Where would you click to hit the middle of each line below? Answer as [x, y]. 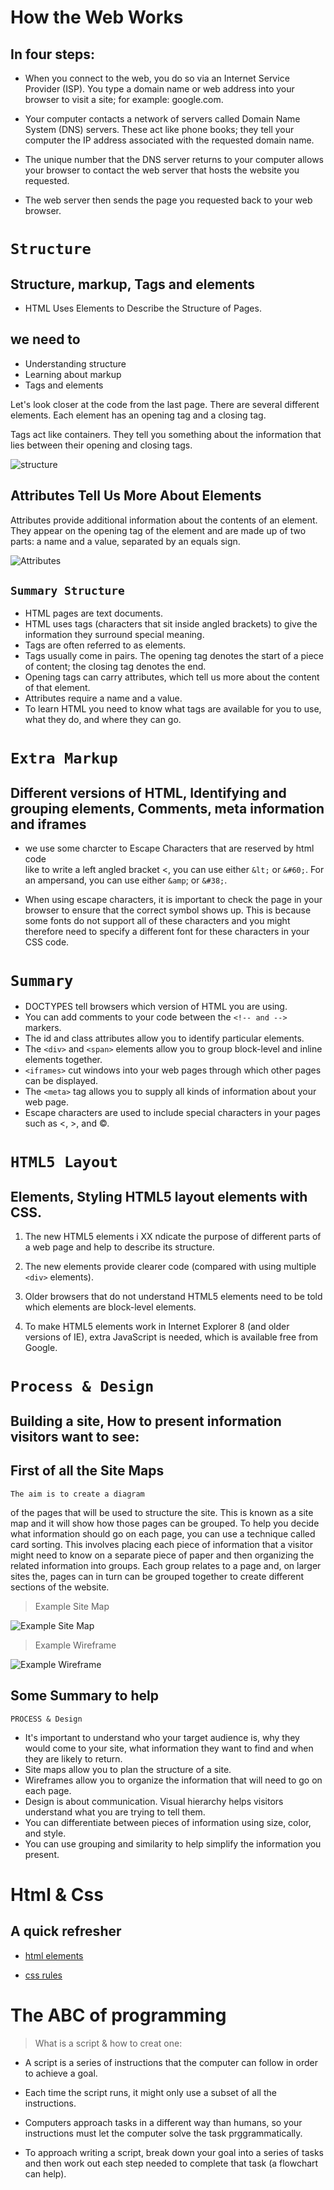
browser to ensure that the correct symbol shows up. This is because [168, 910]
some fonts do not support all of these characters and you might [157, 921]
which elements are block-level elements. [110, 1307]
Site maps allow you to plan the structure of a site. [128, 1769]
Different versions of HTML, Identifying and [148, 793]
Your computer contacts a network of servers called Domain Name [162, 119]
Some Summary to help [84, 1696]
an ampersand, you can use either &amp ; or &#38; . [126, 880]
